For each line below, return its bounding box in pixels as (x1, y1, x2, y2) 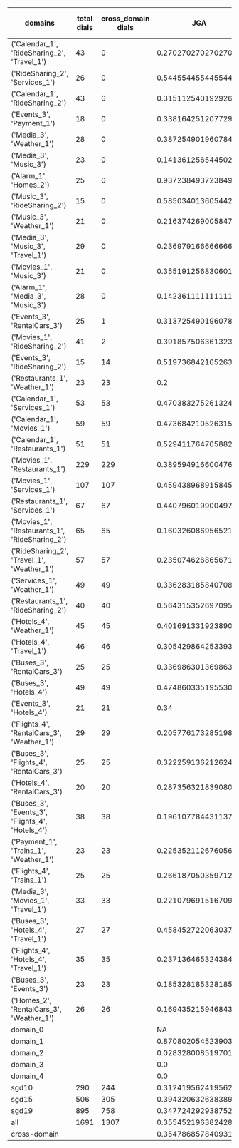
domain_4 (11, 1071, 44, 1081)
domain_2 (11, 1048, 44, 1057)
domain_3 (11, 1060, 44, 1069)
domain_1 (11, 1037, 44, 1046)
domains (24, 18, 55, 28)
